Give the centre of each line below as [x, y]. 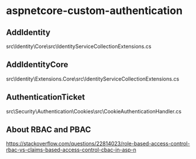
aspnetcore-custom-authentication [94, 11]
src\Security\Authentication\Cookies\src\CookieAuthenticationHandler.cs [94, 111]
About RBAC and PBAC [49, 130]
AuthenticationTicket [46, 97]
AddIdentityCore [37, 65]
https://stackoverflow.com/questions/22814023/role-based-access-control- [98, 144]
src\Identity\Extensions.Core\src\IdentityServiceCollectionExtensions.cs [93, 79]
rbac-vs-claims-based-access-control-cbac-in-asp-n [71, 150]
